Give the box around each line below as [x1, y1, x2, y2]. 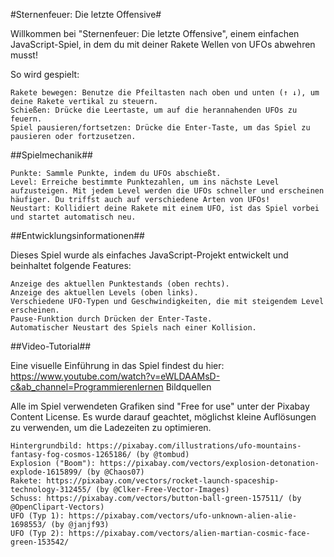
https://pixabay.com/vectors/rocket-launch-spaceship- [46, 476, 280, 486]
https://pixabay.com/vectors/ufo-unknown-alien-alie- [68, 511, 298, 521]
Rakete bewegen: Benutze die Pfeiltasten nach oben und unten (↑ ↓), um [10, 88, 320, 98]
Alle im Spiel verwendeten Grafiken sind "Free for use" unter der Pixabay [10, 400, 310, 412]
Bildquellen [165, 381, 212, 393]
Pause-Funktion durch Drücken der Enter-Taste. [10, 314, 213, 324]
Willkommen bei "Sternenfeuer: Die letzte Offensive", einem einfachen [10, 28, 300, 39]
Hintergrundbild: [10, 441, 83, 451]
